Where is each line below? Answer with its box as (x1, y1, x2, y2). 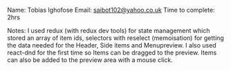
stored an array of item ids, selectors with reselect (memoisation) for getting (7, 34, 225, 42)
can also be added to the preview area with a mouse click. (7, 56, 173, 64)
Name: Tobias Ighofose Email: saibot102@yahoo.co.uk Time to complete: (7, 6, 216, 14)
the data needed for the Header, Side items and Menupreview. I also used (7, 41, 216, 49)
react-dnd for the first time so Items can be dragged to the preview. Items (7, 48, 217, 57)
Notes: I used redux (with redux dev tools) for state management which (7, 27, 210, 34)
